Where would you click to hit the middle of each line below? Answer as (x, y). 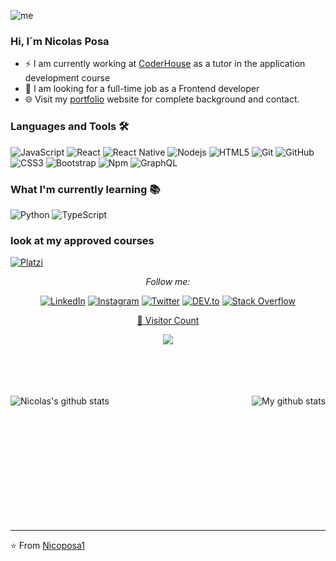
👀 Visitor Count (168, 321)
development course (67, 78)
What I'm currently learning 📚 (85, 189)
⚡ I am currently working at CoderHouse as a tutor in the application (165, 64)
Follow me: (168, 282)
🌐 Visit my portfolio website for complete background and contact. (162, 99)
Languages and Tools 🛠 (70, 127)
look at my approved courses (82, 240)
